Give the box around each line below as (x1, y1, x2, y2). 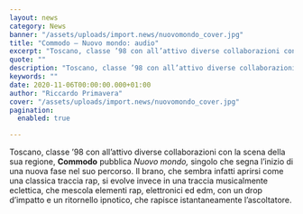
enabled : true (17, 114, 70, 123)
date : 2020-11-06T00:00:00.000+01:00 (9, 80, 151, 89)
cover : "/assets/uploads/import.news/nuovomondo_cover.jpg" (9, 97, 241, 107)
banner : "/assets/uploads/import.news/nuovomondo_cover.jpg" (9, 30, 244, 39)
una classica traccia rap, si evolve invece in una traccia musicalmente (9, 175, 269, 186)
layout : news (9, 13, 59, 23)
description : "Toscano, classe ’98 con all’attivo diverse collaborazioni (9, 64, 297, 73)
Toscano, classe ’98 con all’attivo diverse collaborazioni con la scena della (9, 146, 286, 158)
